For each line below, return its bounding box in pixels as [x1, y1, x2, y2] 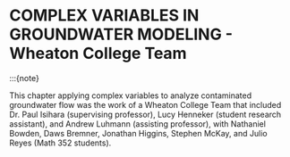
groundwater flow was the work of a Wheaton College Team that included [9, 99, 282, 110]
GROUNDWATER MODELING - [9, 24, 234, 45]
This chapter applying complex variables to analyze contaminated [9, 90, 252, 101]
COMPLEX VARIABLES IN [9, 5, 200, 26]
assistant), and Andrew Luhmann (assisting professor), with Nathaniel [9, 118, 267, 129]
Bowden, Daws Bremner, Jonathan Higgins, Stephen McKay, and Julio [9, 128, 268, 138]
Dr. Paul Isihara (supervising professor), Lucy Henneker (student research [9, 109, 282, 120]
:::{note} [9, 72, 40, 83]
